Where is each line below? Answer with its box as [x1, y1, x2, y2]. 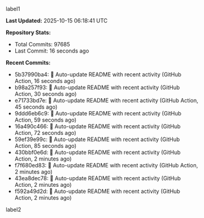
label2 [5, 206, 21, 213]
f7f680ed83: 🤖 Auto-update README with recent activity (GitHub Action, [14, 162, 199, 169]
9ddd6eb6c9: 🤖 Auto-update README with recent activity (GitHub [14, 110, 181, 117]
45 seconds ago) [14, 103, 57, 111]
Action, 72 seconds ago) [14, 129, 77, 136]
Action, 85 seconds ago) [14, 142, 77, 149]
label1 [5, 5, 21, 12]
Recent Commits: [5, 59, 51, 66]
